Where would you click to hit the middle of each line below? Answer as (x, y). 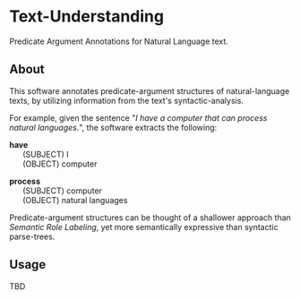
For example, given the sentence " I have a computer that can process (138, 117)
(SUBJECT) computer (62, 191)
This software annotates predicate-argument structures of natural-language (150, 90)
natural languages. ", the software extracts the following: (113, 127)
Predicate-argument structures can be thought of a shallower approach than (150, 218)
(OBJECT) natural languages (75, 200)
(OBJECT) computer (60, 164)
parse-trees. (32, 236)
